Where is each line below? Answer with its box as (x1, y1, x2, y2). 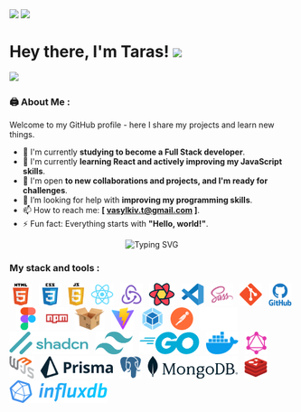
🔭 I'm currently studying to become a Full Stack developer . (22, 146, 246, 157)
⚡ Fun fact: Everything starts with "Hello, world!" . (22, 219, 209, 229)
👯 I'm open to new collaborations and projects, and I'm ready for (22, 175, 268, 186)
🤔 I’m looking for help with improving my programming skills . (22, 194, 253, 206)
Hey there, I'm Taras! (9, 42, 170, 62)
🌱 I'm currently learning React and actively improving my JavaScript (22, 156, 283, 167)
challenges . (22, 185, 68, 196)
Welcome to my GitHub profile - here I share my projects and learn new (9, 119, 275, 130)
